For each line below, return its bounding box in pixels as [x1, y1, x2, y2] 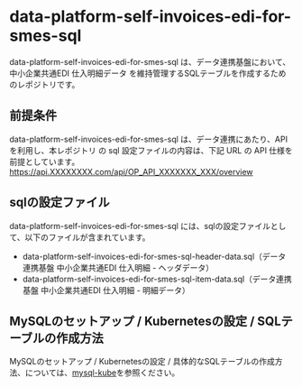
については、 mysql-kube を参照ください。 [24, 367, 180, 378]
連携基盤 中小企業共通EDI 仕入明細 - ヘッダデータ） [22, 262, 215, 272]
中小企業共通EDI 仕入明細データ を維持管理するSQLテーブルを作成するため [9, 68, 287, 78]
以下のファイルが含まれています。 [24, 232, 151, 243]
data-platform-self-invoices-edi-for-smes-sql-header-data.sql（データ [22, 251, 287, 262]
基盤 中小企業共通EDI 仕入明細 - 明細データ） [22, 284, 191, 295]
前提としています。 [9, 156, 80, 167]
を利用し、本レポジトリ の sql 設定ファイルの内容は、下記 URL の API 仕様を [9, 144, 293, 155]
